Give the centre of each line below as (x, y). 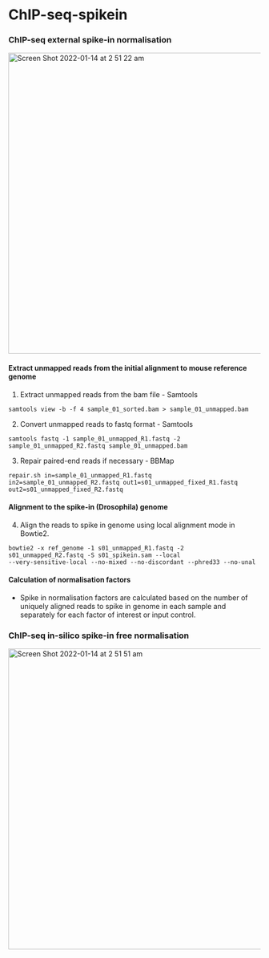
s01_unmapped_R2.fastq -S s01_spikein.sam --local (94, 555)
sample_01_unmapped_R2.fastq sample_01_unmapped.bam (98, 446)
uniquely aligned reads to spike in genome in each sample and (123, 607)
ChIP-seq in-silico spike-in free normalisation (99, 635)
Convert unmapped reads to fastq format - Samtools (106, 424)
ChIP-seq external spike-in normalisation (90, 40)
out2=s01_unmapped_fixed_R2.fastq (66, 489)
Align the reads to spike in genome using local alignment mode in (127, 525)
